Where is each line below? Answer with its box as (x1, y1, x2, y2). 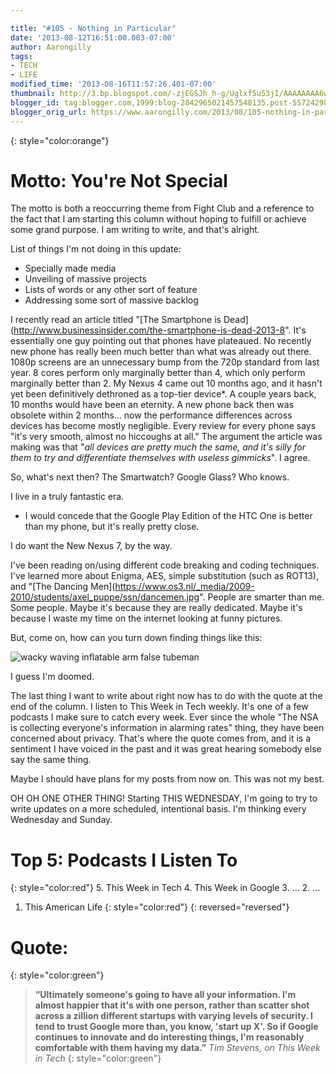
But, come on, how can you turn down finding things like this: (10, 632, 263, 644)
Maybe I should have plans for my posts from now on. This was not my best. (10, 773, 325, 785)
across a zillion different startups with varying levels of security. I (34, 1010, 313, 1022)
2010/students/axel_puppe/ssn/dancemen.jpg (10, 591, 200, 603)
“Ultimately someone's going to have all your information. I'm (34, 989, 297, 1001)
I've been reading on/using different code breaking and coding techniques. (10, 559, 320, 571)
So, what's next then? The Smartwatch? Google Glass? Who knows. (10, 471, 290, 483)
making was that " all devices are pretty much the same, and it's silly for (10, 441, 307, 453)
